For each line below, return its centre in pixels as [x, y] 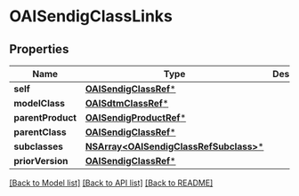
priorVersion [41, 161]
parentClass [40, 132]
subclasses [39, 146]
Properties [39, 49]
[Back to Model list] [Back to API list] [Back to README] [111, 183]
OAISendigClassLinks [91, 16]
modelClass [39, 103]
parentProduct [45, 118]
